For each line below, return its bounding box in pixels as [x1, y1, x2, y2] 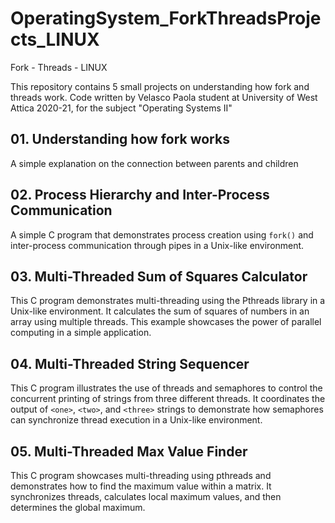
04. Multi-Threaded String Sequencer [10, 355, 250, 372]
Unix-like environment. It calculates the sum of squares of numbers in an [10, 305, 310, 317]
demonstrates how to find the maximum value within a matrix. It [10, 480, 272, 492]
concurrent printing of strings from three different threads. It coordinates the [10, 393, 326, 405]
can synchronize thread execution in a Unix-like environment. [10, 414, 263, 426]
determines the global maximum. [10, 502, 146, 513]
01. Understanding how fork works [10, 131, 230, 148]
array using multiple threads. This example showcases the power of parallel [10, 316, 322, 328]
